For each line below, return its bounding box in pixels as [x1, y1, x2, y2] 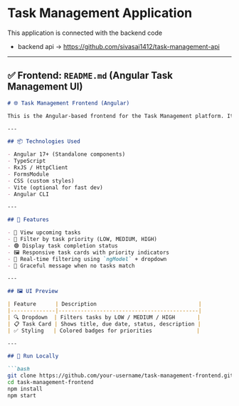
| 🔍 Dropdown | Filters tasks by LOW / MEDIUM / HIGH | [7, 314, 201, 321]
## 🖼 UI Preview [7, 288, 58, 295]
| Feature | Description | [7, 301, 202, 308]
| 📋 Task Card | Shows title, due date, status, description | [7, 320, 201, 328]
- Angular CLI [7, 191, 50, 198]
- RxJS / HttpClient [7, 164, 69, 171]
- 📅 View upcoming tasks [7, 229, 81, 236]
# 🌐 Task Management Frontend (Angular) [7, 100, 130, 107]
